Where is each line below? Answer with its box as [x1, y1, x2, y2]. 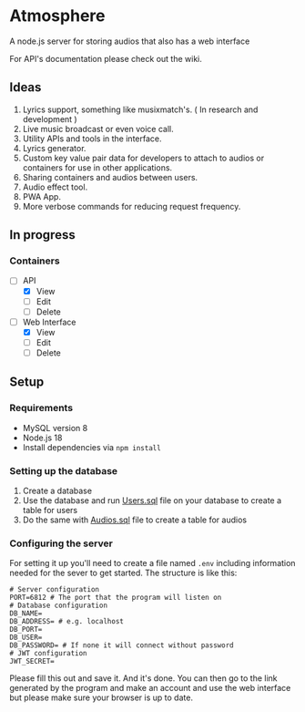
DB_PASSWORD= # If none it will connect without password [9, 641, 234, 650]
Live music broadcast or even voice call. [22, 123, 175, 134]
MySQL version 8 [22, 422, 88, 433]
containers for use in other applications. [22, 161, 173, 173]
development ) [22, 113, 77, 124]
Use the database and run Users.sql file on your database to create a [22, 494, 282, 506]
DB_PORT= [9, 625, 43, 635]
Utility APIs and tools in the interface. [22, 133, 162, 144]
